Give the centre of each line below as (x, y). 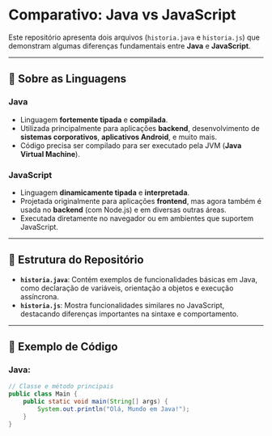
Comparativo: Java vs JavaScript (122, 15)
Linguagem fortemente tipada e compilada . (94, 120)
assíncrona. (39, 296)
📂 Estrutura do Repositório (76, 260)
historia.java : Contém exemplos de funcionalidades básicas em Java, (138, 279)
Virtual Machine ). (50, 154)
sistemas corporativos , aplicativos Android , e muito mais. (118, 137)
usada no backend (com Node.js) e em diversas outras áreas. (123, 210)
